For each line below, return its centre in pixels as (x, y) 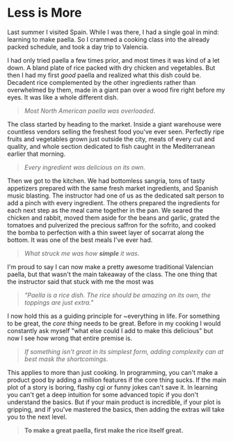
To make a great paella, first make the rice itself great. (104, 430)
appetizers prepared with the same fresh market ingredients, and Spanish (113, 188)
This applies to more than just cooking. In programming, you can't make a (113, 372)
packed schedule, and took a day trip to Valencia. (78, 47)
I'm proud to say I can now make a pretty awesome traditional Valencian (110, 266)
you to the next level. (37, 417)
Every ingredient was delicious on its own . (85, 167)
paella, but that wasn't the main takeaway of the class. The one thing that (112, 274)
